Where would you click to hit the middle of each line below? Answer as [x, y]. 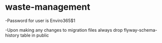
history [12, 35]
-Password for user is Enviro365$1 [40, 21]
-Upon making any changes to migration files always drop [64, 30]
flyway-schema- [141, 30]
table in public [35, 35]
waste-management [48, 7]
